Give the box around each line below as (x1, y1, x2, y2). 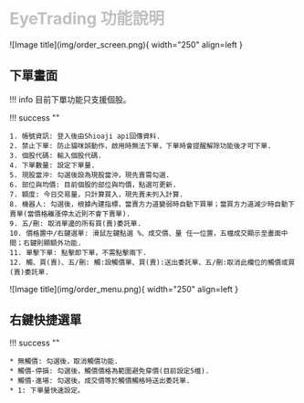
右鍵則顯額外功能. (22, 239, 82, 248)
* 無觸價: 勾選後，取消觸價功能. (9, 356, 119, 366)
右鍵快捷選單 (9, 313, 82, 328)
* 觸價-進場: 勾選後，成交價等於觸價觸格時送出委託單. (9, 376, 191, 385)
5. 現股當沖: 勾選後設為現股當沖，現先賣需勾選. (9, 170, 171, 179)
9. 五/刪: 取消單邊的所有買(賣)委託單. (9, 218, 142, 228)
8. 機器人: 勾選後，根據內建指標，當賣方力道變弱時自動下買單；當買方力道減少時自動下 (9, 199, 295, 208)
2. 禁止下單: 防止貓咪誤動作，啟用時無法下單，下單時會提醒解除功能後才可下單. (9, 141, 272, 151)
